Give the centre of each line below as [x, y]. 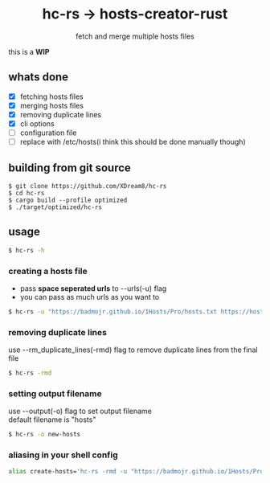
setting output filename [55, 393]
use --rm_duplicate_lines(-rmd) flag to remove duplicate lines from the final [133, 350]
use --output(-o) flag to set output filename [80, 411]
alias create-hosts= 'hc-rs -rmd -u [68, 472]
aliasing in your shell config [63, 455]
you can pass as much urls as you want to [90, 297]
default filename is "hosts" [52, 420]
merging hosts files [52, 105]
